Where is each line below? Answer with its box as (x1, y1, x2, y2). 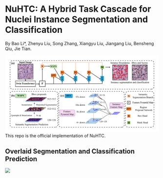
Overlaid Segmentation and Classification (5, 147, 135, 155)
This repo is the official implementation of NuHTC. (5, 133, 106, 139)
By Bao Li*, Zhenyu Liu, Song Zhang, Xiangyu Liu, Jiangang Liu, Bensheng (5, 40, 154, 46)
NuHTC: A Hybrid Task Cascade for (5, 3, 151, 15)
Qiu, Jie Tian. (5, 46, 32, 51)
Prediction (5, 154, 38, 163)
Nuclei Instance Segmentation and (5, 14, 148, 25)
